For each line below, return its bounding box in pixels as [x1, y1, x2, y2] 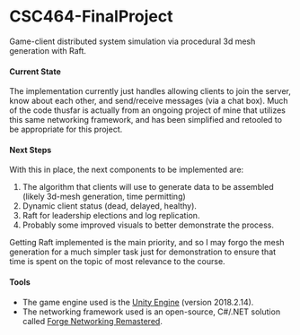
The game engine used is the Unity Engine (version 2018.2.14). [22, 296, 254, 307]
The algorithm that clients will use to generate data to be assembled [22, 182, 274, 193]
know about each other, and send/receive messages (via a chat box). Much [9, 96, 289, 107]
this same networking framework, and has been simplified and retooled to [9, 115, 283, 125]
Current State [9, 65, 61, 77]
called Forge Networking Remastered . [22, 315, 163, 326]
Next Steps [9, 144, 52, 155]
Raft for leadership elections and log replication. [22, 210, 200, 221]
